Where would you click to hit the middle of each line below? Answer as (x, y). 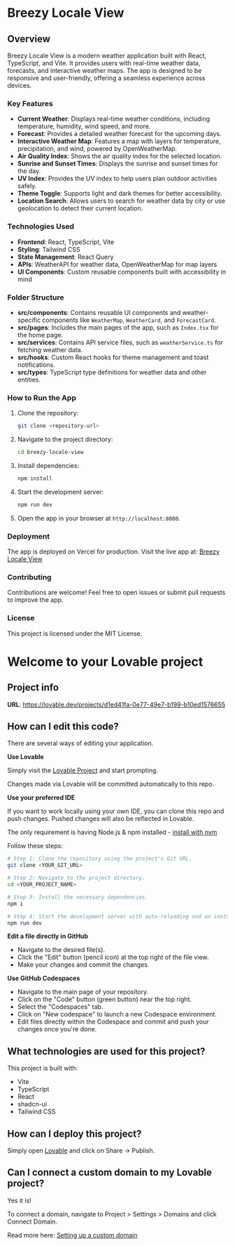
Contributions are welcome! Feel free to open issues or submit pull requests (116, 592)
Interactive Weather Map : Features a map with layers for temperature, (119, 141)
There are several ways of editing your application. (80, 743)
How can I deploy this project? (74, 1133)
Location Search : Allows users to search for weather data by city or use (121, 201)
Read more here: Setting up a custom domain (72, 1235)
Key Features (30, 103)
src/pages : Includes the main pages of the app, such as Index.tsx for (118, 327)
